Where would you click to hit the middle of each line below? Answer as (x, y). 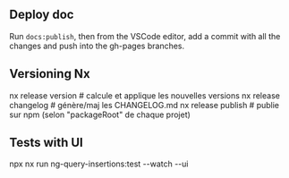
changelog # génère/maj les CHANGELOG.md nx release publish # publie (144, 105)
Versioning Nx (50, 74)
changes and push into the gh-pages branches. (97, 46)
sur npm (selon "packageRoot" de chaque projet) (100, 114)
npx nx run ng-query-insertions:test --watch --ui (99, 164)
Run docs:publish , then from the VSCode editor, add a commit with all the (145, 36)
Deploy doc (42, 15)
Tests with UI (46, 143)
